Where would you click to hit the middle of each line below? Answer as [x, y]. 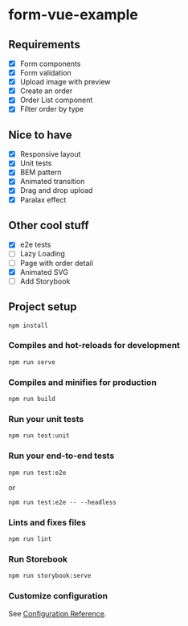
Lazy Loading [43, 254]
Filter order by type [52, 109]
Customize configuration [58, 596]
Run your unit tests [46, 419]
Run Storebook [38, 558]
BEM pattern [41, 172]
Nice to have [40, 135]
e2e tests [35, 245]
